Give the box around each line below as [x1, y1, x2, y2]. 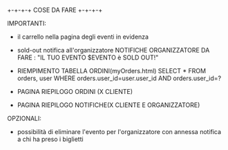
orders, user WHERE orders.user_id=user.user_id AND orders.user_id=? [17, 74, 222, 82]
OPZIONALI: [7, 114, 41, 122]
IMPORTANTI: [7, 19, 46, 27]
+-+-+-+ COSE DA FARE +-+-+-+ [7, 6, 103, 14]
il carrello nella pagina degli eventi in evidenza [17, 32, 149, 41]
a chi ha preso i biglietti [17, 135, 84, 143]
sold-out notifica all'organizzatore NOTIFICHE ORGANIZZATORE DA [17, 46, 210, 54]
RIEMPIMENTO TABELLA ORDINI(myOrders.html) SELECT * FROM [17, 67, 206, 75]
